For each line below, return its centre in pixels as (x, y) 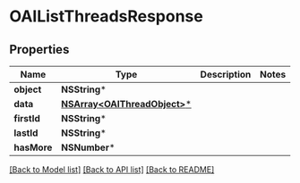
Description (226, 75)
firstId (27, 118)
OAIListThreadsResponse (106, 17)
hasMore (33, 147)
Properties (39, 50)
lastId (26, 133)
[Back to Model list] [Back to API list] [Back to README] (112, 170)
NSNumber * (88, 147)
